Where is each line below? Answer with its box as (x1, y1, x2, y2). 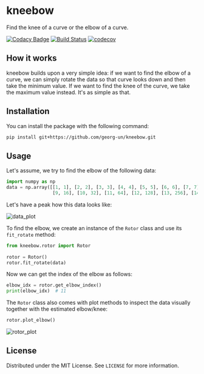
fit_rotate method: (6, 231, 56, 238)
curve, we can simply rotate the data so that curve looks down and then (6, 75, 186, 83)
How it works (6, 53, 57, 64)
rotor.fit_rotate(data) (6, 259, 67, 266)
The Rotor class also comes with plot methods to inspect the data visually (6, 299, 191, 307)
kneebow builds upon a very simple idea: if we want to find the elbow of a (6, 69, 191, 76)
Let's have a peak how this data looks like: (6, 201, 112, 208)
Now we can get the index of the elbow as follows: (6, 271, 132, 278)
